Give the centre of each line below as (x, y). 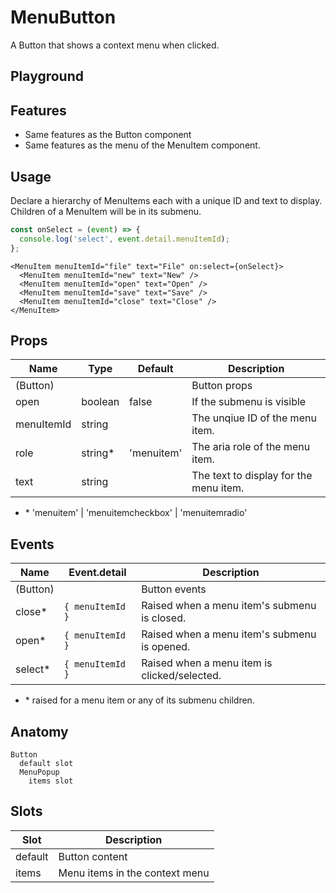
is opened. (166, 647)
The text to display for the (252, 476)
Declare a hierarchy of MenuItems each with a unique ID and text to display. (166, 200)
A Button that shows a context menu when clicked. (115, 45)
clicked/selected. (181, 676)
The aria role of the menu (251, 447)
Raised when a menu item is (207, 663)
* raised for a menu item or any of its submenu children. (139, 700)
